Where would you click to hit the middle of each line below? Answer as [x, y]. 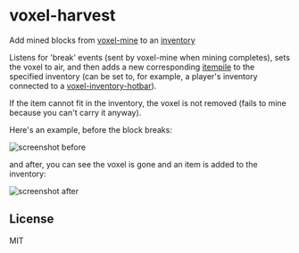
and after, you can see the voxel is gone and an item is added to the [133, 164]
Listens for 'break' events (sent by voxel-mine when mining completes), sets [149, 57]
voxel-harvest [62, 16]
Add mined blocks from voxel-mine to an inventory [103, 40]
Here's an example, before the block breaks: [91, 129]
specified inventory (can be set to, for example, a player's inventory [133, 76]
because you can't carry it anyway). [75, 112]
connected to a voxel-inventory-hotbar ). [83, 86]
